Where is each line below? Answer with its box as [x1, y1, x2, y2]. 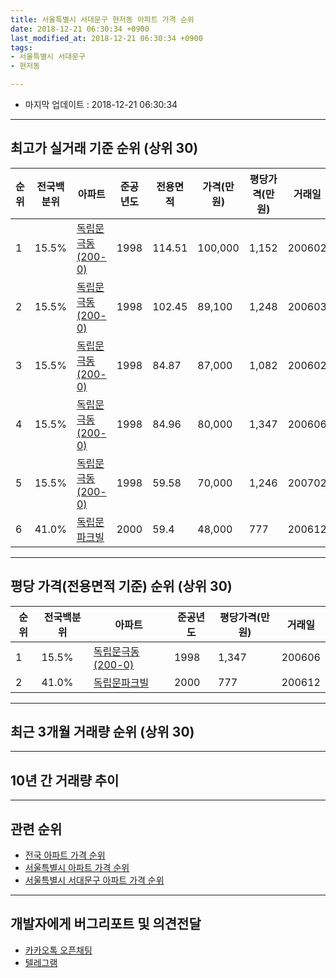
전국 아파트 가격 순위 [24, 849, 106, 861]
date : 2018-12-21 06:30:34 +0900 [10, 24, 150, 34]
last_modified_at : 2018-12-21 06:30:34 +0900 [10, 33, 203, 43]
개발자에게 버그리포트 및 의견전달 [10, 916, 202, 933]
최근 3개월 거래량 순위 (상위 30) [10, 724, 195, 741]
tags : [10, 42, 33, 53]
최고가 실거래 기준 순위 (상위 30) [10, 140, 199, 157]
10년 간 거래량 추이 [10, 772, 120, 789]
